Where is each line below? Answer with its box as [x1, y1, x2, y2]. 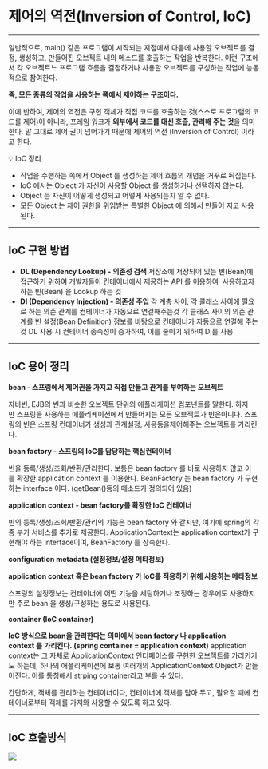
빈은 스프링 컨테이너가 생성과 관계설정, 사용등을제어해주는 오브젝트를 [22, 419, 237, 428]
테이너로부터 [8, 697, 48, 707]
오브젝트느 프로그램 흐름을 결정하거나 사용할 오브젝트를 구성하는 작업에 [25, 62, 245, 72]
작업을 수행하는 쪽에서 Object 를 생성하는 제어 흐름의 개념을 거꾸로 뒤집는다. [19, 170, 257, 180]
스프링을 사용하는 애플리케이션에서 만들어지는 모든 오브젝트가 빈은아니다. [16, 409, 243, 419]
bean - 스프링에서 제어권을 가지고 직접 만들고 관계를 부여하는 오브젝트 [8, 382, 224, 392]
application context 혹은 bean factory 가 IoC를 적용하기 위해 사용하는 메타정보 [8, 571, 258, 580]
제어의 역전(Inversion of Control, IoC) [8, 7, 252, 26]
